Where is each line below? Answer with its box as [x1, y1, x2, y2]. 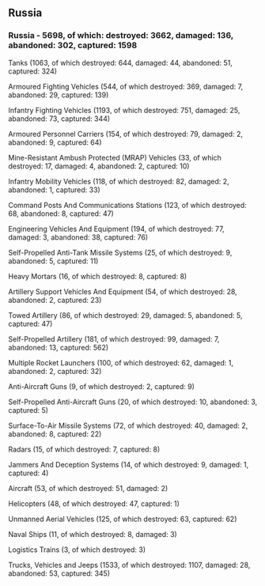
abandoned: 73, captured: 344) [8, 114, 111, 123]
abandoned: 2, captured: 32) [8, 366, 102, 376]
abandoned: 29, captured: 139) [8, 90, 109, 100]
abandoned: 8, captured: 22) [8, 429, 102, 438]
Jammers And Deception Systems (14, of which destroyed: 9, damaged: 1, [8, 459, 249, 469]
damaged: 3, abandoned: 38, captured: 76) [8, 233, 149, 242]
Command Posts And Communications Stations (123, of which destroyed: [8, 200, 247, 210]
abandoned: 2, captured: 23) [8, 295, 102, 304]
